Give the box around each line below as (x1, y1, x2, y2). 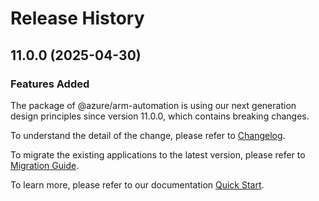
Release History (10, 7, 145, 30)
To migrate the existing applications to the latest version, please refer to (10, 148, 306, 161)
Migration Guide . (10, 159, 80, 171)
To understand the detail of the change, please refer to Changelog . (10, 129, 286, 141)
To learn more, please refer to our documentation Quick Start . (10, 178, 265, 191)
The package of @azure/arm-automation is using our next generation (10, 99, 297, 111)
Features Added (10, 77, 90, 91)
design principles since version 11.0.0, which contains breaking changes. (10, 110, 310, 122)
